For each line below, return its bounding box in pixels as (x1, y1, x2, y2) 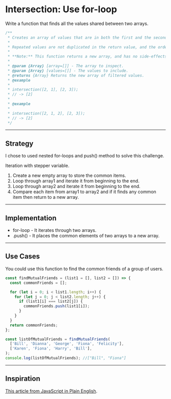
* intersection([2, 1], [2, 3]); (7, 87, 79, 92)
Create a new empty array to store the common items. (12, 172, 126, 179)
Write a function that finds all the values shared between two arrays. (5, 20, 149, 26)
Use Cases (5, 252, 40, 261)
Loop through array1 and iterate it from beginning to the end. (12, 178, 140, 184)
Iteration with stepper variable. (5, 163, 70, 169)
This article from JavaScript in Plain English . (5, 388, 98, 394)
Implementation (5, 214, 57, 222)
